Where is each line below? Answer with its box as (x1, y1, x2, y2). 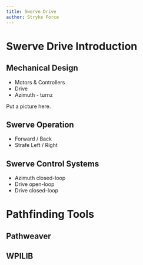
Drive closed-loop (14, 187, 59, 194)
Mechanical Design (6, 63, 78, 73)
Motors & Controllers (14, 78, 65, 86)
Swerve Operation (6, 119, 75, 130)
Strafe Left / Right (14, 142, 58, 149)
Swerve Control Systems (6, 159, 99, 169)
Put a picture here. (6, 103, 51, 110)
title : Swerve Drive (6, 8, 57, 15)
